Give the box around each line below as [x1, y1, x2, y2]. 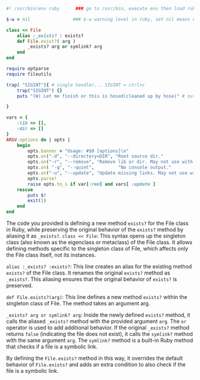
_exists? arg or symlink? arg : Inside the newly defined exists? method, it [6, 311, 190, 319]
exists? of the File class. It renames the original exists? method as [6, 269, 171, 276]
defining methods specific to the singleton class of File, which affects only [6, 245, 189, 252]
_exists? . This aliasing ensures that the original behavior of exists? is [6, 276, 177, 283]
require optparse [6, 66, 49, 72]
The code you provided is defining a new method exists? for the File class [6, 220, 189, 227]
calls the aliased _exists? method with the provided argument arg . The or [6, 318, 187, 325]
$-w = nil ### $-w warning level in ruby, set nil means [6, 16, 190, 22]
